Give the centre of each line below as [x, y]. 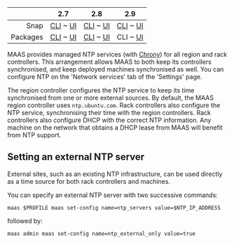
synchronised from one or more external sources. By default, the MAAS [110, 98]
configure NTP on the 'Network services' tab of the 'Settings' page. [105, 77]
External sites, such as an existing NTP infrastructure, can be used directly [115, 174]
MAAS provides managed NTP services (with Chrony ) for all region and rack [117, 54]
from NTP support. [34, 135]
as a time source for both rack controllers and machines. [89, 181]
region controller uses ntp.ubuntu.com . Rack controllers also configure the [114, 105]
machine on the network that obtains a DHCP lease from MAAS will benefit [115, 128]
